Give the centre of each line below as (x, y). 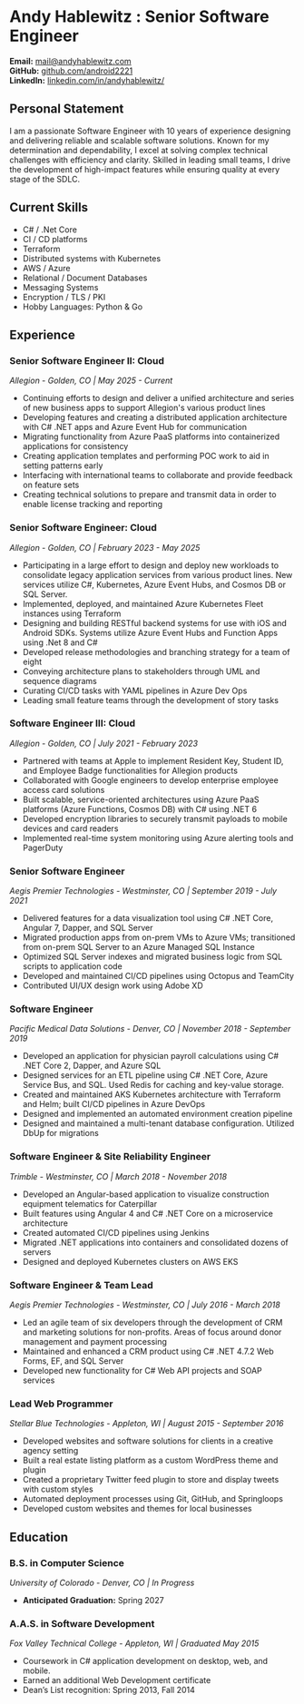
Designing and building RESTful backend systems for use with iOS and (155, 622)
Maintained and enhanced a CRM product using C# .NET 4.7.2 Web (148, 1351)
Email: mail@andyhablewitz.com (70, 61)
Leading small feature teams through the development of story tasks (151, 700)
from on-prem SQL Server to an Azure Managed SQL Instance (139, 947)
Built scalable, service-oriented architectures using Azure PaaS (141, 799)
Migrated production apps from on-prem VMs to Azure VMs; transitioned (159, 937)
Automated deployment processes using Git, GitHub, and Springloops (153, 1499)
